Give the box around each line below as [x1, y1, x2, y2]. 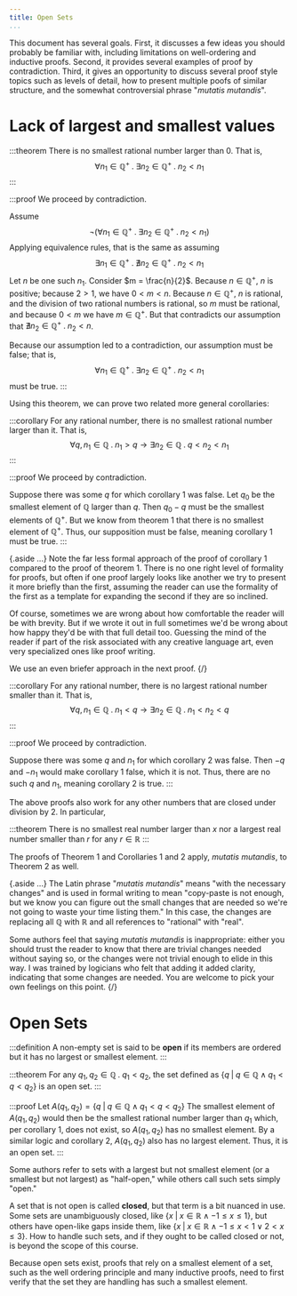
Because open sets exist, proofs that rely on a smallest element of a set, [9, 1258, 274, 1268]
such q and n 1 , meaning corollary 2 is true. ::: [9, 778, 173, 791]
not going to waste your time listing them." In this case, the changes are [9, 907, 272, 917]
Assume [9, 211, 40, 222]
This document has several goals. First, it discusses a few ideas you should [9, 37, 285, 48]
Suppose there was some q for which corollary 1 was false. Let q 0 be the [9, 490, 276, 502]
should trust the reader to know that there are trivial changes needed [9, 944, 262, 955]
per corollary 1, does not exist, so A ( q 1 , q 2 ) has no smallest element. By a [9, 1124, 276, 1137]
